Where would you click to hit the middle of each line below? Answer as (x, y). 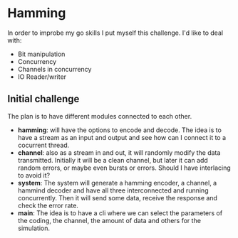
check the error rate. (48, 205)
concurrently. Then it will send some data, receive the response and (117, 198)
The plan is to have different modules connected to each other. (100, 116)
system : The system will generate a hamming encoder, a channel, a (117, 183)
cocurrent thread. (43, 145)
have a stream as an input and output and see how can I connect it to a (122, 137)
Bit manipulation (41, 54)
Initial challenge (43, 99)
